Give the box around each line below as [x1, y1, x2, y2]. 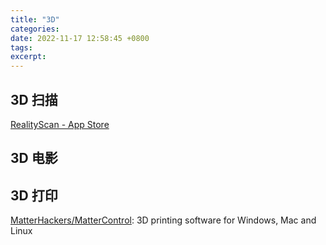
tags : [10, 42, 33, 53]
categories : [10, 24, 60, 34]
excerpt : [10, 52, 47, 62]
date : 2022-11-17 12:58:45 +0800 [10, 33, 150, 43]
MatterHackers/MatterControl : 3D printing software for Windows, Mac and [10, 214, 317, 226]
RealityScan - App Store [10, 118, 110, 130]
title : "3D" [10, 14, 60, 25]
